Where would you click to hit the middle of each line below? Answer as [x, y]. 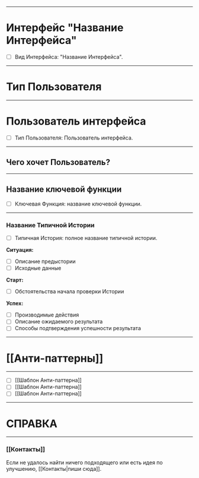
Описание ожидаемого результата [59, 322]
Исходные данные [38, 268]
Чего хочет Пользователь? [58, 162]
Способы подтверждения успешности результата [78, 328]
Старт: [15, 280]
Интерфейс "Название [65, 28]
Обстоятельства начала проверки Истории [69, 292]
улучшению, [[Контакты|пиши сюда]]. [54, 468]
